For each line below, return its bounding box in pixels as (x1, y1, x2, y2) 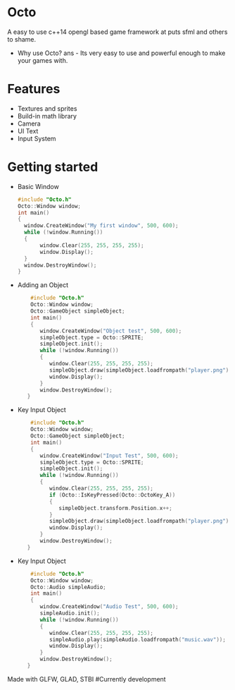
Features (7, 81, 61, 97)
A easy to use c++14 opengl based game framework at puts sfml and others (7, 28, 228, 36)
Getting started (7, 159, 99, 175)
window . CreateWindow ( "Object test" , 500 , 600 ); (39, 327, 182, 334)
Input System (17, 134, 56, 143)
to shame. (7, 35, 37, 43)
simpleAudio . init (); (39, 610, 100, 617)
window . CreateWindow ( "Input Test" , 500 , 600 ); (39, 452, 179, 459)
